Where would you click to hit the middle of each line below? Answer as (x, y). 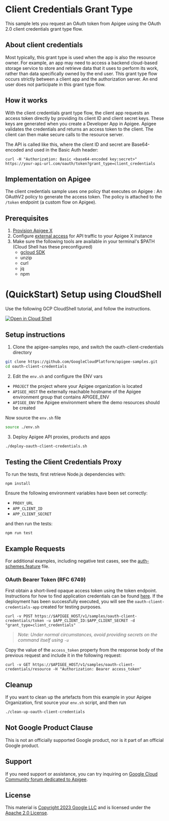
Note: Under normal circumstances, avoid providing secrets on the (88, 635)
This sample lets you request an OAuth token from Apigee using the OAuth (83, 23)
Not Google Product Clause (49, 728)
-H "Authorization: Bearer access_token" (97, 669)
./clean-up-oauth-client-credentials (45, 712)
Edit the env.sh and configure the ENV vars (58, 376)
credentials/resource (28, 669)
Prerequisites (27, 218)
